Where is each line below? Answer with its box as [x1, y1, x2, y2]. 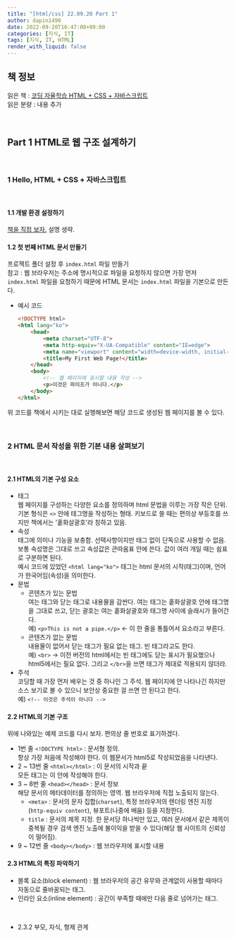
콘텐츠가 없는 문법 [27, 633, 77, 642]
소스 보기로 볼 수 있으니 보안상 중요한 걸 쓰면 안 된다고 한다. [17, 686, 181, 695]
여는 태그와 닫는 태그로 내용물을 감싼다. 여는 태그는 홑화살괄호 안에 [27, 598, 211, 606]
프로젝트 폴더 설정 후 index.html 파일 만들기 [7, 259, 129, 269]
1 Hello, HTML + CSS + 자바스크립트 [7, 175, 127, 184]
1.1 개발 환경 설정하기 [7, 208, 65, 216]
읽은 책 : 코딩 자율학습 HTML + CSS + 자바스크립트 [7, 91, 149, 100]
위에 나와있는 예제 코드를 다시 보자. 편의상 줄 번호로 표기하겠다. [7, 729, 180, 738]
